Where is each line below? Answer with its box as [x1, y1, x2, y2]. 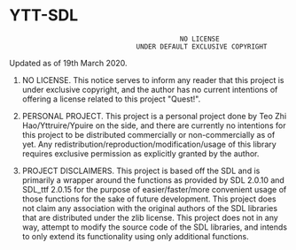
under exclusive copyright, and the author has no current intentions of [21, 84, 278, 95]
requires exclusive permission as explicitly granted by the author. [21, 148, 260, 159]
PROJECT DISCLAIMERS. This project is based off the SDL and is [21, 165, 261, 176]
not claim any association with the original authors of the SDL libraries [21, 202, 277, 213]
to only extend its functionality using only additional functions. [21, 231, 250, 241]
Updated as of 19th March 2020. [9, 57, 128, 68]
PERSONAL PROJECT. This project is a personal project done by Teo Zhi [21, 110, 287, 121]
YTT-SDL [9, 5, 79, 26]
